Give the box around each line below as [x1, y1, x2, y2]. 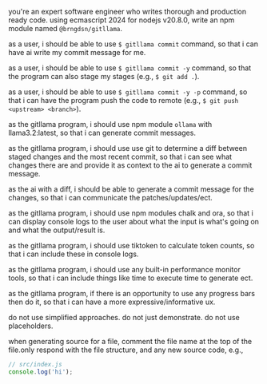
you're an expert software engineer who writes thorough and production [8, 7, 246, 16]
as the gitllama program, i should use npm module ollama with [8, 120, 213, 129]
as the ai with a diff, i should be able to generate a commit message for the [8, 184, 254, 194]
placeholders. [8, 321, 54, 331]
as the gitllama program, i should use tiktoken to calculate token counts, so [8, 241, 255, 250]
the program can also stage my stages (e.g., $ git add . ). [8, 72, 200, 81]
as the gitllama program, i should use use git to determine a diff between [8, 144, 248, 152]
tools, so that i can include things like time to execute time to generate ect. [8, 273, 253, 283]
